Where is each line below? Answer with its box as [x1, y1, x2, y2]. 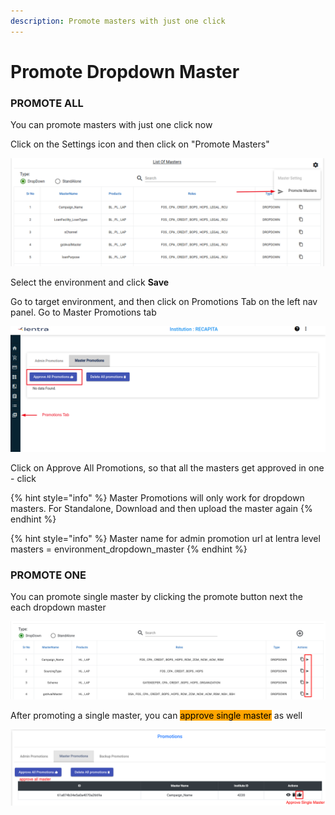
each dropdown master [10, 601, 107, 614]
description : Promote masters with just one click [10, 16, 226, 26]
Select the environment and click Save [10, 276, 170, 289]
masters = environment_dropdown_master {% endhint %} [10, 543, 248, 555]
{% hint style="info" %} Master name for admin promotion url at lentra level [10, 533, 321, 545]
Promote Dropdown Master [10, 60, 240, 83]
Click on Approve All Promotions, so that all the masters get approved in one [10, 462, 325, 474]
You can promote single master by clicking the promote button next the [10, 591, 303, 603]
